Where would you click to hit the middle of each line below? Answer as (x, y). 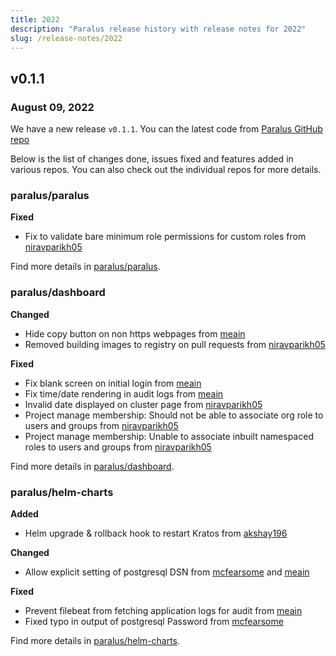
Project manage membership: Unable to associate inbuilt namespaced (169, 436)
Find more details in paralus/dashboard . (92, 466)
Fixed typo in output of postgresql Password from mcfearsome (154, 621)
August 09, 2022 (52, 107)
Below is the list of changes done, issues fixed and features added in (152, 159)
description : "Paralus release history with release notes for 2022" (158, 29)
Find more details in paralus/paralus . (85, 267)
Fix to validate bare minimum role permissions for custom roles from (165, 237)
